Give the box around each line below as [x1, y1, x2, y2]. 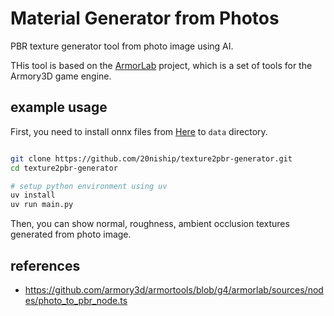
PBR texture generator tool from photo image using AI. [10, 40, 234, 52]
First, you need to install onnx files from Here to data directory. [10, 125, 268, 137]
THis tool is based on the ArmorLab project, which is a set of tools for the [10, 59, 313, 71]
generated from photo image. [10, 228, 132, 241]
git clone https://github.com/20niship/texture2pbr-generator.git [10, 153, 293, 164]
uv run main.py [10, 200, 74, 210]
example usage [10, 99, 108, 116]
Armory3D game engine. [10, 70, 112, 82]
